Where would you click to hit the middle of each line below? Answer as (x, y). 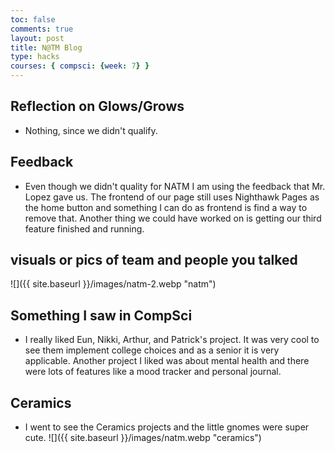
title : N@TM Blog (46, 47)
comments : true (42, 29)
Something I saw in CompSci (101, 315)
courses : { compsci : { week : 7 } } (80, 66)
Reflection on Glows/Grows (97, 106)
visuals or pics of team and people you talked (154, 260)
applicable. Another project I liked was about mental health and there (167, 361)
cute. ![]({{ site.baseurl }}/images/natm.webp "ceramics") (143, 438)
